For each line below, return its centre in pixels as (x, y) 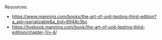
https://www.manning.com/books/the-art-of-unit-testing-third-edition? (84, 17)
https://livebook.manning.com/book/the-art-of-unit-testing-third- (79, 27)
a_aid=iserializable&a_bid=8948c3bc (50, 22)
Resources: (16, 7)
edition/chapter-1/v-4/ (34, 32)
